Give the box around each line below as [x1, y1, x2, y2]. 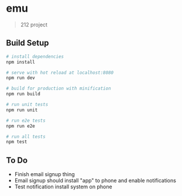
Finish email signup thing [14, 171, 75, 178]
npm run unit [6, 107, 38, 113]
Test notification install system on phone [14, 183, 112, 190]
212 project [20, 21, 48, 28]
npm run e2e [6, 123, 35, 129]
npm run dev [6, 75, 35, 81]
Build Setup [6, 38, 49, 48]
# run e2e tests [6, 118, 46, 123]
